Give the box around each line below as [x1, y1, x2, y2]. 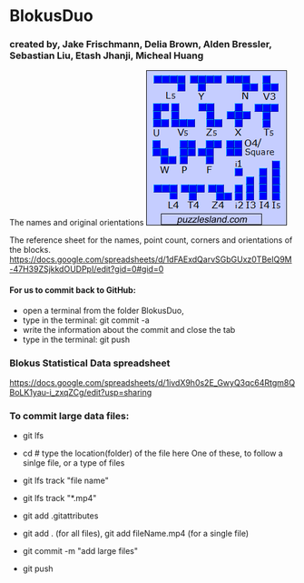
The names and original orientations [9, 217, 144, 228]
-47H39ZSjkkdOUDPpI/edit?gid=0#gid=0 [9, 264, 164, 275]
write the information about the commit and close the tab [22, 324, 236, 335]
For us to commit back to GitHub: [9, 285, 136, 296]
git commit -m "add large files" [22, 546, 139, 557]
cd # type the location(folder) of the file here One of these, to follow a [22, 447, 283, 459]
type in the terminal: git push [22, 334, 131, 345]
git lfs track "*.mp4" [22, 493, 97, 504]
